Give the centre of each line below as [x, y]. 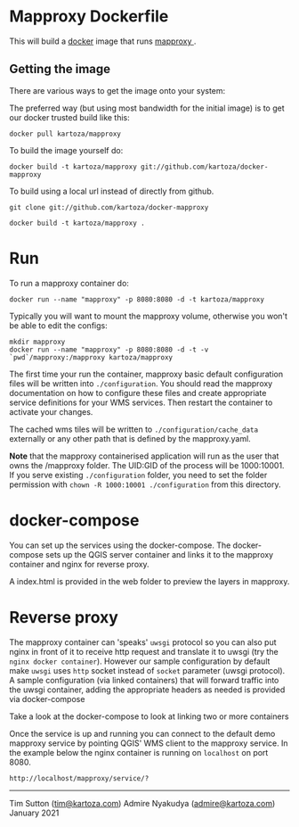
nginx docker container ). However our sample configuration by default [140, 661]
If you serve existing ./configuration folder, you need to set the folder [138, 475]
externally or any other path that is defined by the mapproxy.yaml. [130, 438]
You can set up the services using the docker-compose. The [120, 545]
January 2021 [34, 813]
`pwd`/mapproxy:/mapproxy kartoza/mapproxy [91, 357]
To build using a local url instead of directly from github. [112, 191]
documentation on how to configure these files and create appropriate [138, 393]
